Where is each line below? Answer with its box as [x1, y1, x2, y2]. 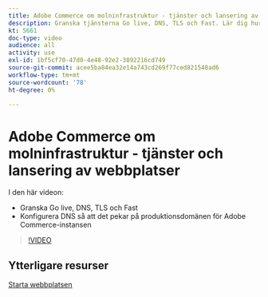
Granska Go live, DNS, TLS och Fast [19, 203, 138, 212]
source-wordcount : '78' [8, 78, 88, 86]
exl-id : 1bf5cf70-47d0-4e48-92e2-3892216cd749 [8, 57, 166, 65]
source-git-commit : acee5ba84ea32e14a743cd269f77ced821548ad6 [8, 64, 219, 72]
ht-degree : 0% [8, 85, 56, 94]
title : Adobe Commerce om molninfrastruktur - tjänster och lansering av [8, 11, 259, 20]
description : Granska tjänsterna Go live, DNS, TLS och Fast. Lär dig [8, 19, 248, 27]
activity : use [8, 49, 56, 57]
